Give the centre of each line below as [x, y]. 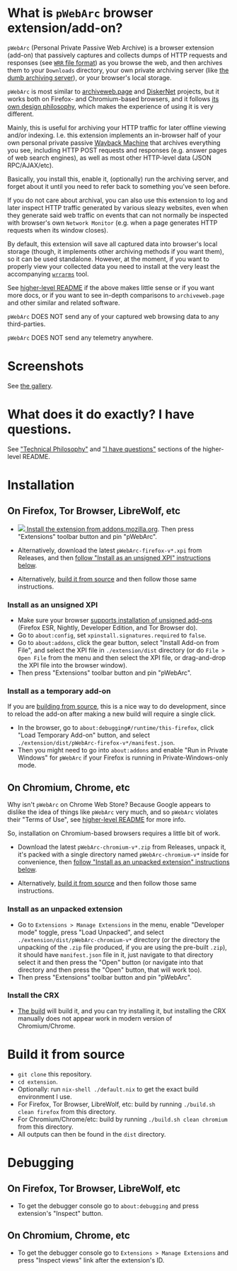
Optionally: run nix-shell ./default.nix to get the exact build [108, 1089]
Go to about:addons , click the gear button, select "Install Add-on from [118, 643]
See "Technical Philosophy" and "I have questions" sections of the [104, 449]
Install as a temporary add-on [59, 691]
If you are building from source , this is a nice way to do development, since [117, 707]
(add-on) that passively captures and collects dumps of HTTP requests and [117, 55]
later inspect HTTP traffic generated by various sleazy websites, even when [118, 207]
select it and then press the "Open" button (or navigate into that [110, 962]
